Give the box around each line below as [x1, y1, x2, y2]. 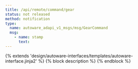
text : [18, 39, 30, 44]
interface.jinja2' [5, 58, 37, 64]
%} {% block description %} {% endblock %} [38, 58, 131, 64]
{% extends [5, 53, 29, 59]
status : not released [5, 12, 50, 17]
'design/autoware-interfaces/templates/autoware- [30, 53, 133, 59]
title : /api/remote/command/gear [5, 7, 75, 12]
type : [5, 21, 16, 26]
